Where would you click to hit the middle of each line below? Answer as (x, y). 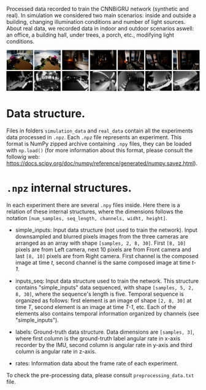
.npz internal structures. (69, 188)
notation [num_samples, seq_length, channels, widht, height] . (87, 218)
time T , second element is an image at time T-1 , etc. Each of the (96, 307)
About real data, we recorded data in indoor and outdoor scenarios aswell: (100, 28)
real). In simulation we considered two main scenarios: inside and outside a (101, 15)
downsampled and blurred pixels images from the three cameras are (102, 236)
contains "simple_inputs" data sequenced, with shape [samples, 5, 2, (105, 287)
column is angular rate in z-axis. (56, 351)
